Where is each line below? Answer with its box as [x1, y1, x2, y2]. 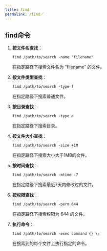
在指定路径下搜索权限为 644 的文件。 [12, 211, 87, 217]
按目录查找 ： [12, 104, 38, 110]
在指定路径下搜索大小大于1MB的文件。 [12, 152, 89, 158]
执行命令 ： [12, 222, 34, 227]
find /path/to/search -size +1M [12, 143, 78, 148]
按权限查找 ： [12, 192, 38, 198]
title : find [5, 7, 29, 12]
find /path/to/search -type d [12, 114, 74, 119]
